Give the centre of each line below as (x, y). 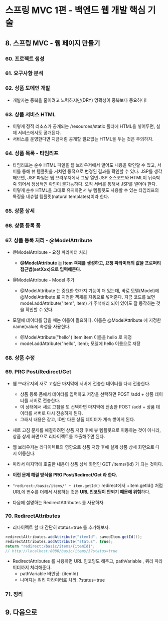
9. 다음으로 (21, 612)
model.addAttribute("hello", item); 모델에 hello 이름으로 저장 (80, 343)
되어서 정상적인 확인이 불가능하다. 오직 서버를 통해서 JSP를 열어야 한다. (87, 184)
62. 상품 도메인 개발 (28, 88)
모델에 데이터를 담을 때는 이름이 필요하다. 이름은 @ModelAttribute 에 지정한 (87, 320)
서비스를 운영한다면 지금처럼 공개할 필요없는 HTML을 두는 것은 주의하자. (83, 139)
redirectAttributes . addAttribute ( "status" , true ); (59, 541)
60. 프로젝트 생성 (25, 58)
